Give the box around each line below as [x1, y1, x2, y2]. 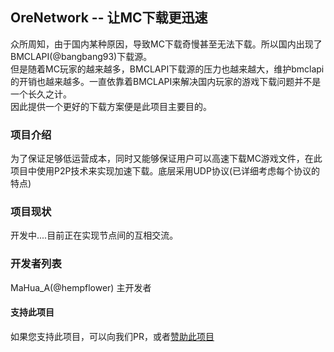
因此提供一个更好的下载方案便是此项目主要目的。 [10, 100, 212, 112]
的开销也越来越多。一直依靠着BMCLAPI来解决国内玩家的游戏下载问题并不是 [10, 75, 322, 87]
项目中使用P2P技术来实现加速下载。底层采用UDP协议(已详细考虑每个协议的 [10, 165, 320, 177]
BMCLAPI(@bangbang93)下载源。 [10, 50, 153, 62]
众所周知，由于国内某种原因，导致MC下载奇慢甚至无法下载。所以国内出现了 [10, 38, 323, 50]
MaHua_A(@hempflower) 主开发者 [10, 281, 152, 293]
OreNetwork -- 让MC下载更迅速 [10, 9, 208, 27]
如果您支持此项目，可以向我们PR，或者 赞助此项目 [10, 330, 215, 342]
